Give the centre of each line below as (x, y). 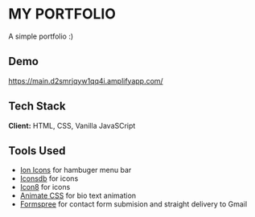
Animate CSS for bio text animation (78, 196)
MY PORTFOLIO (62, 14)
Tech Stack (37, 106)
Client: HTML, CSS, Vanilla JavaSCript (72, 125)
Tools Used (37, 151)
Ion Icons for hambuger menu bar (76, 170)
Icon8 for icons (45, 187)
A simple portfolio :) (41, 36)
